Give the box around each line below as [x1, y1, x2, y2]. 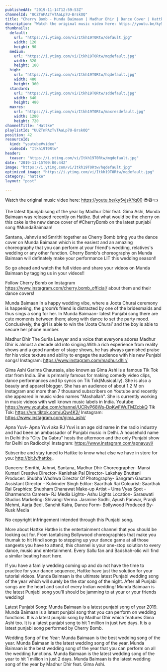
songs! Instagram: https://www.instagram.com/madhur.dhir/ [5, 357, 128, 363]
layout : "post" [5, 179, 37, 184]
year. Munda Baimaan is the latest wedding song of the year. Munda [5, 640, 145, 646]
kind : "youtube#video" [9, 141, 57, 147]
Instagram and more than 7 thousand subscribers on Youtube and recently [5, 388, 158, 394]
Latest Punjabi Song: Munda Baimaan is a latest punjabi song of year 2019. [5, 604, 158, 610]
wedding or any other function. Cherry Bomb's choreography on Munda [5, 250, 153, 256]
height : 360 [14, 81, 39, 86]
